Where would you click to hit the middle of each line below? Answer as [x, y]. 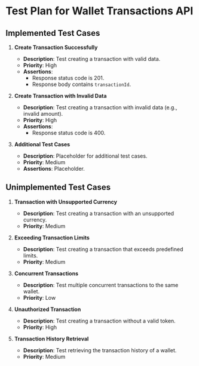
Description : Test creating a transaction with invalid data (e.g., [100, 107]
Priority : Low [39, 297]
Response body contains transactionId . [82, 84]
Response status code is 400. [69, 133]
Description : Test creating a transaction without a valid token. [99, 321]
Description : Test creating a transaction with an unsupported [99, 213]
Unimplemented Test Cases [58, 187]
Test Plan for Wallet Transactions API [99, 11]
